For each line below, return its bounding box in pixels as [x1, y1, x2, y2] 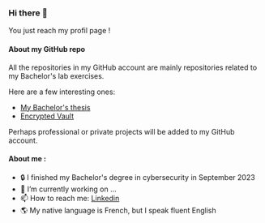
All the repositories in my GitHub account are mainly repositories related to [8, 62, 258, 72]
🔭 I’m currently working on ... [19, 184, 117, 194]
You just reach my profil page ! [8, 26, 111, 36]
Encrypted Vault [19, 111, 75, 121]
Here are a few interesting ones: [8, 87, 116, 96]
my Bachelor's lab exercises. [8, 71, 105, 80]
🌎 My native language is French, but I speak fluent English [19, 205, 216, 215]
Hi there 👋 [8, 7, 49, 19]
